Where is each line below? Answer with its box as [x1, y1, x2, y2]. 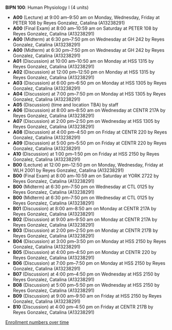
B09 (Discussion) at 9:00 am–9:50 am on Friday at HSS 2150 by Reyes [12, 293, 162, 299]
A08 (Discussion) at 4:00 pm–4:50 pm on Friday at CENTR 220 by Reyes [12, 129, 167, 135]
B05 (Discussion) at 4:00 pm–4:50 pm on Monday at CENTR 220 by [12, 249, 157, 255]
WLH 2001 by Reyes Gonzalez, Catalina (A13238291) [12, 167, 124, 173]
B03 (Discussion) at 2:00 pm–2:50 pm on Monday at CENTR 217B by [12, 227, 158, 233]
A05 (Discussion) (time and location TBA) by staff [12, 102, 119, 107]
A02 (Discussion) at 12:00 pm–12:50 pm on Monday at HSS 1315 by [12, 69, 155, 75]
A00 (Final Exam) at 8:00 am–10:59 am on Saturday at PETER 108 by [12, 25, 158, 31]
